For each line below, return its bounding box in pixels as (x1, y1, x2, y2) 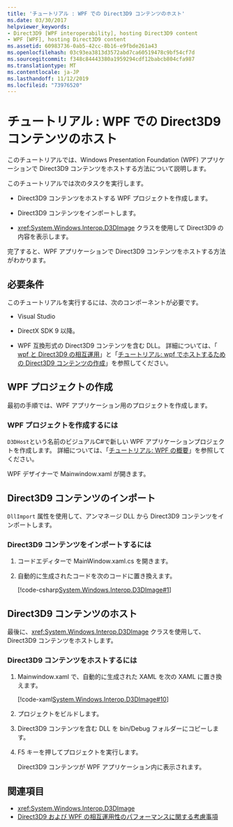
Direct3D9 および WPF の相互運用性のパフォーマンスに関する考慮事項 (17, 812, 218, 821)
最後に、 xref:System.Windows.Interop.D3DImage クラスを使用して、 (7, 627, 205, 636)
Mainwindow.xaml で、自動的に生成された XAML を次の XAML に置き (17, 673, 216, 681)
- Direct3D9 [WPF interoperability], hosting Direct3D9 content (7, 29, 198, 37)
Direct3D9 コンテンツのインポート (7, 492, 156, 504)
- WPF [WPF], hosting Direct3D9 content (7, 36, 127, 43)
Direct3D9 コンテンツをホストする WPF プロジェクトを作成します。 (17, 194, 211, 202)
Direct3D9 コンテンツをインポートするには (7, 539, 152, 549)
